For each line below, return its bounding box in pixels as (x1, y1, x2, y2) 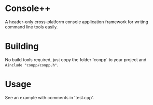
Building (5, 41, 39, 52)
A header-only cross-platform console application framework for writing (5, 19, 149, 25)
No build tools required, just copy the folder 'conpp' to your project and (5, 56, 147, 63)
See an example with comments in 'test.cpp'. (5, 94, 94, 100)
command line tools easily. (5, 24, 58, 29)
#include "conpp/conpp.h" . (5, 62, 58, 67)
